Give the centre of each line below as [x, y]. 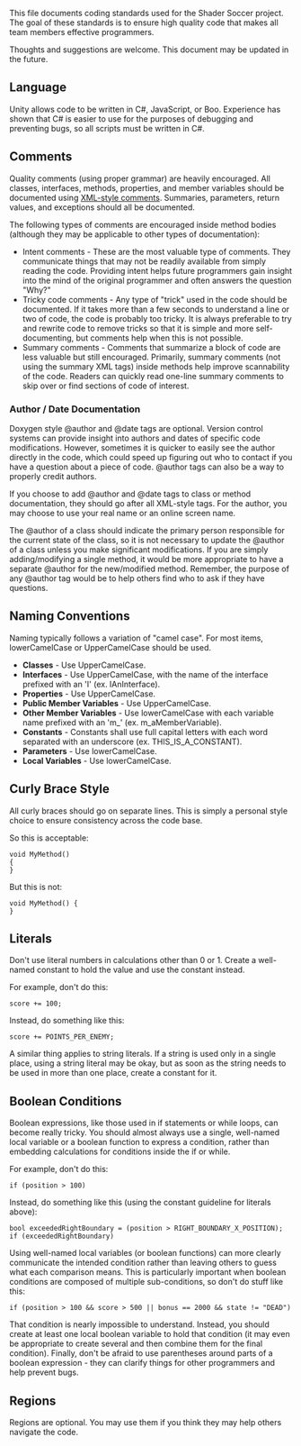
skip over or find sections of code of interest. [106, 386]
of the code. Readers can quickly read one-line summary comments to [153, 376]
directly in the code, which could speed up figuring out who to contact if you [151, 457]
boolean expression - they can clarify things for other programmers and [142, 1363]
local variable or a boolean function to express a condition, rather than [139, 1142]
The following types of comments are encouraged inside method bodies [143, 224]
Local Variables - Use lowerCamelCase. [97, 760]
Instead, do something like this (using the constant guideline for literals [140, 1203]
